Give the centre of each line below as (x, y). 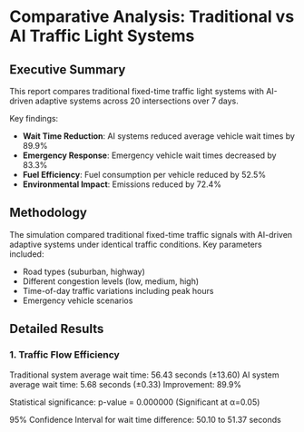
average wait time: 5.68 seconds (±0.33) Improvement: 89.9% (126, 384)
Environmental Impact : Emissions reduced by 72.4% (122, 184)
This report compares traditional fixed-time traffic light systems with (137, 91)
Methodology (49, 213)
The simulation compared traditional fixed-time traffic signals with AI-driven (151, 234)
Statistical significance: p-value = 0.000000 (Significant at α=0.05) (135, 402)
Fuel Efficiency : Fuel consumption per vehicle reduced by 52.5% (144, 175)
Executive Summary (68, 69)
